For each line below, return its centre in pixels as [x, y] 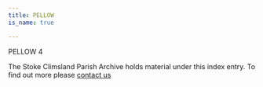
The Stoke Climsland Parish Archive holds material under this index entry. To [132, 66]
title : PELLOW [31, 15]
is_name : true [31, 23]
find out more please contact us [60, 75]
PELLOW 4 [26, 51]
